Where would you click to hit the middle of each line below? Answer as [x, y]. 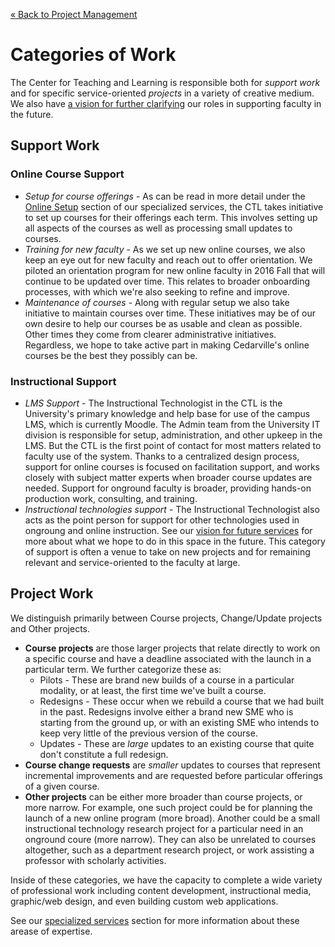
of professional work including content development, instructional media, [161, 890]
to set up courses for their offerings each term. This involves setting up [171, 217]
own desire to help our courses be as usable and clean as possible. [163, 323]
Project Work [52, 594]
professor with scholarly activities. [95, 860]
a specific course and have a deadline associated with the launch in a [168, 658]
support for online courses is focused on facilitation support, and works [172, 466]
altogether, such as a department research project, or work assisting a [169, 850]
